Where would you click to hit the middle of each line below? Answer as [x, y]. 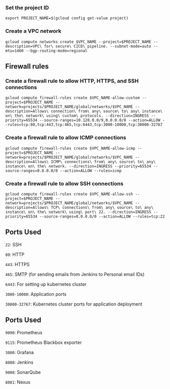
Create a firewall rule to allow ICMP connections [66, 138]
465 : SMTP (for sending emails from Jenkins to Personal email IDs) [75, 274]
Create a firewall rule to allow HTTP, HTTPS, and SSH [72, 81]
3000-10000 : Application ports [36, 294]
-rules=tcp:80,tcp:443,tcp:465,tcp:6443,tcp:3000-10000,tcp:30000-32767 [84, 125]
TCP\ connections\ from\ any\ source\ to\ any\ [102, 207]
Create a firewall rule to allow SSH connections [64, 183]
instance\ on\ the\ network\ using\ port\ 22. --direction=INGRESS [78, 212]
